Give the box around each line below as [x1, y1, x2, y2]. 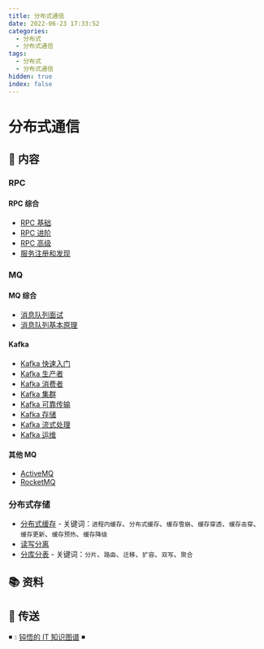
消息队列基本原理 [19, 320, 78, 330]
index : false [8, 80, 53, 88]
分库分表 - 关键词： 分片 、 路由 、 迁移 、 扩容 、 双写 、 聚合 [19, 550, 193, 560]
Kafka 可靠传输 [19, 399, 71, 409]
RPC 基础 [19, 218, 51, 228]
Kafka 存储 [19, 409, 57, 419]
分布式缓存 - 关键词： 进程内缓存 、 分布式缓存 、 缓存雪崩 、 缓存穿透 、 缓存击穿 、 [19, 519, 261, 529]
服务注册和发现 [19, 249, 71, 259]
